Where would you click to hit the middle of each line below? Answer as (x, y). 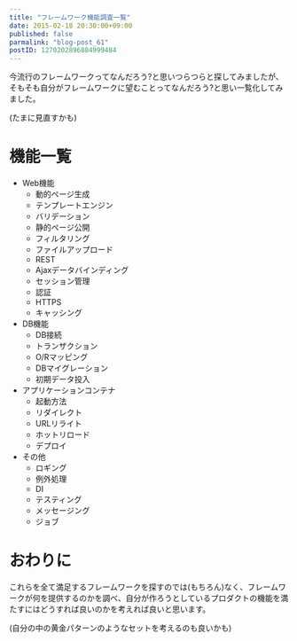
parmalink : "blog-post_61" (59, 42)
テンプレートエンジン (74, 206)
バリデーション (63, 216)
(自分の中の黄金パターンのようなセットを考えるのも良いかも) (121, 628)
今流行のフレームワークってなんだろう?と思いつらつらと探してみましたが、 (146, 77)
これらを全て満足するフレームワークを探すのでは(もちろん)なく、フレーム (144, 587)
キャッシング (59, 313)
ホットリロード (63, 434)
